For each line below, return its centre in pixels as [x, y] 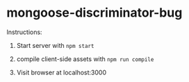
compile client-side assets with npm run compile [85, 59]
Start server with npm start [55, 45]
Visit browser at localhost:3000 [61, 72]
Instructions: [24, 32]
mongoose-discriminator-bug [94, 13]
